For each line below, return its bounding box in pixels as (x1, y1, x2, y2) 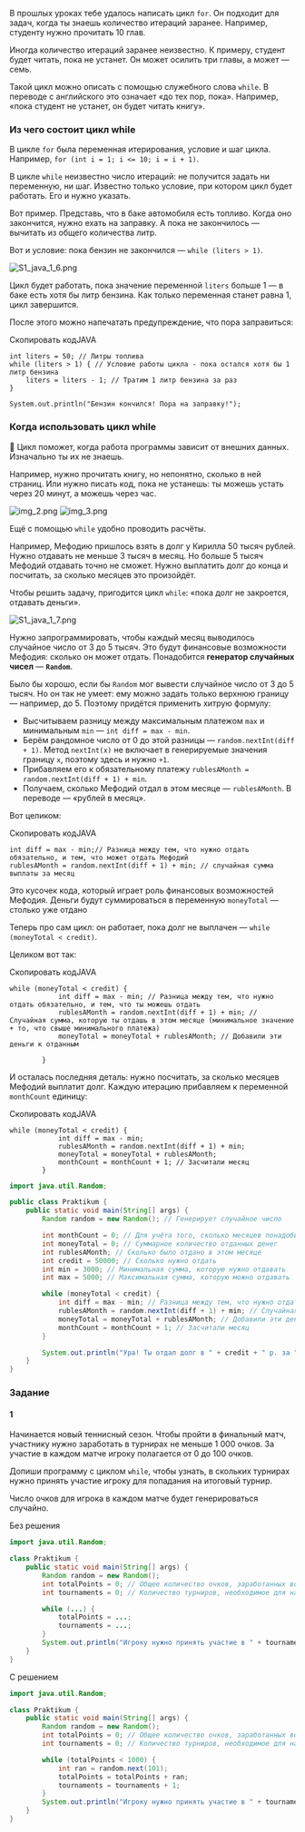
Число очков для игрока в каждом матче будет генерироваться (9, 1493, 259, 1504)
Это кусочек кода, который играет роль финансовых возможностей (9, 885, 274, 896)
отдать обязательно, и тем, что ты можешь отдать (9, 1000, 202, 1009)
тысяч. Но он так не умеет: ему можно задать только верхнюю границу (9, 688, 290, 699)
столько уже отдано (9, 904, 88, 915)
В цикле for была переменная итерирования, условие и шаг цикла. (9, 144, 271, 155)
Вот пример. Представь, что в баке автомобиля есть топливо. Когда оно (9, 208, 292, 219)
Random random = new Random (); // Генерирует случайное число (42, 1215, 282, 1224)
